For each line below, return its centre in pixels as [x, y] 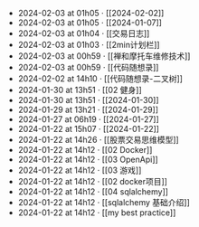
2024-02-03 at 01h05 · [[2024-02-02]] [91, 13]
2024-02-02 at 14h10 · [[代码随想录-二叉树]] [100, 79]
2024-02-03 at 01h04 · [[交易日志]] [84, 33]
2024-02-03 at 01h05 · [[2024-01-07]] [90, 23]
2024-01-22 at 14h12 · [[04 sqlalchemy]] [93, 192]
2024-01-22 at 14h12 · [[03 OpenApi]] [88, 159]
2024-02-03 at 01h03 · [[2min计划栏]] [89, 45]
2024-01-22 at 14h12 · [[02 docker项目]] [92, 181]
